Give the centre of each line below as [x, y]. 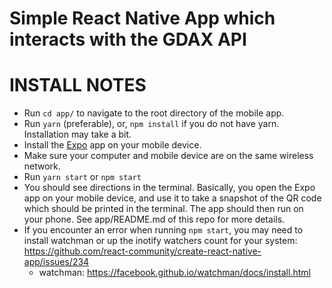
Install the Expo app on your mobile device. [112, 145]
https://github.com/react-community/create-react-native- [142, 251]
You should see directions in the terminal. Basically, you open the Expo [169, 188]
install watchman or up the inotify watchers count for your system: [160, 241]
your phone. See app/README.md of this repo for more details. [154, 219]
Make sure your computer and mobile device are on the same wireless [168, 156]
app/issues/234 [56, 262]
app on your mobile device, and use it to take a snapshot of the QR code [172, 198]
